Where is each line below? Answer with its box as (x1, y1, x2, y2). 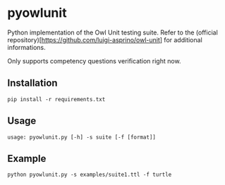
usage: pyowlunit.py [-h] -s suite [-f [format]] (7, 134, 157, 141)
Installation (7, 77, 58, 89)
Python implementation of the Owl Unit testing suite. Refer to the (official (7, 28, 219, 37)
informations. (7, 43, 46, 51)
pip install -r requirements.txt (7, 96, 106, 103)
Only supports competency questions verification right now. (7, 56, 181, 65)
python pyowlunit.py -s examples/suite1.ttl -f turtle (7, 171, 172, 179)
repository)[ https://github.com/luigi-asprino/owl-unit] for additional (7, 35, 202, 44)
